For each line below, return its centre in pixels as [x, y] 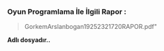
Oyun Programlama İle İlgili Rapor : [67, 12]
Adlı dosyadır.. [29, 40]
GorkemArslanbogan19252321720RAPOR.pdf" [91, 27]
